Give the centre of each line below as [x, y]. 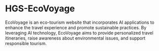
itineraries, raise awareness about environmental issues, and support [75, 38]
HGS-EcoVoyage [40, 9]
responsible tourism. [26, 43]
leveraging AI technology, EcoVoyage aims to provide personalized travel [79, 33]
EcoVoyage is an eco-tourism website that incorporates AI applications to [80, 22]
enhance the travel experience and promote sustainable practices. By [76, 27]
